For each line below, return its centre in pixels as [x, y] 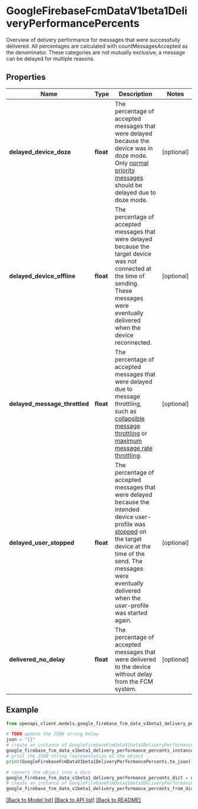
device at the [133, 546]
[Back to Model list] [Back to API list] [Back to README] [74, 800]
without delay [133, 674]
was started [131, 613]
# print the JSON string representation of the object [75, 756]
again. [123, 620]
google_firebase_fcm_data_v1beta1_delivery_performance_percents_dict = [97, 778]
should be [128, 185]
